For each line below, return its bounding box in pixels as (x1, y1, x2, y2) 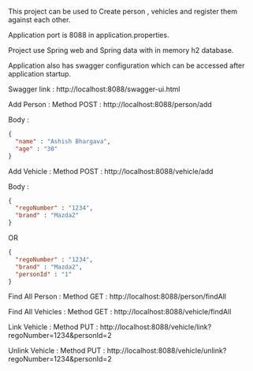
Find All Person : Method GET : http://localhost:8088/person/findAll (8, 291, 227, 302)
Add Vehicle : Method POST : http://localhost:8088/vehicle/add (8, 166, 214, 176)
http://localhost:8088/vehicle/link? (99, 322, 212, 332)
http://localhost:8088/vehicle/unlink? (106, 346, 227, 355)
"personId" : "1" (15, 270, 73, 278)
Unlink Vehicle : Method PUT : (8, 346, 106, 355)
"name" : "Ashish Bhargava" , (15, 137, 111, 145)
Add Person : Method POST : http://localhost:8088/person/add (8, 100, 213, 109)
